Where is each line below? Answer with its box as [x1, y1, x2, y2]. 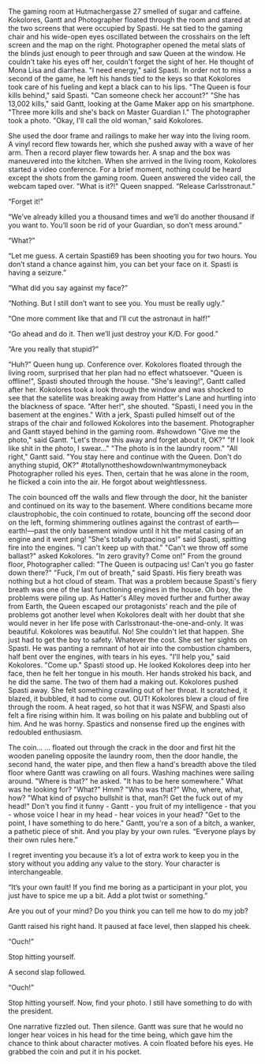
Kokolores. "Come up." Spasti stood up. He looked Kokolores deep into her [8, 660, 251, 670]
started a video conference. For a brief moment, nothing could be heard [8, 165, 242, 174]
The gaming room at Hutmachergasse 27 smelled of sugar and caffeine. [8, 7, 242, 16]
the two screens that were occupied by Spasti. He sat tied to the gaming [8, 24, 243, 32]
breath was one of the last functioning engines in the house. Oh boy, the [8, 585, 243, 594]
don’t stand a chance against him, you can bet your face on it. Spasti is [8, 260, 239, 269]
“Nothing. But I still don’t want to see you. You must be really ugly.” [8, 299, 226, 307]
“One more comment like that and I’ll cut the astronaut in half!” [8, 314, 211, 323]
